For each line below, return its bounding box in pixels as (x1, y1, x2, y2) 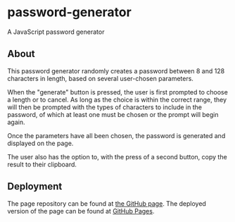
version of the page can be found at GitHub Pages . (7, 206, 155, 215)
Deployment (7, 180, 63, 192)
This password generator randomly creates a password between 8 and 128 (7, 66, 225, 75)
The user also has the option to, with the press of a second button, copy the (7, 152, 227, 161)
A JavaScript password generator (7, 27, 105, 36)
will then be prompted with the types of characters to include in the (7, 103, 203, 111)
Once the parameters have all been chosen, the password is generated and (7, 131, 226, 140)
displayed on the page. (7, 139, 74, 147)
